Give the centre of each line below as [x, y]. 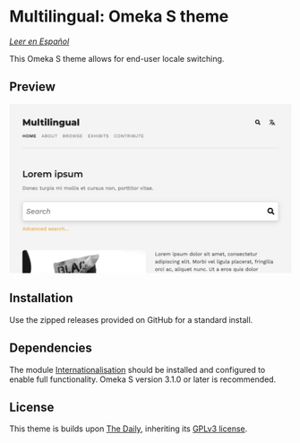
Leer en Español [39, 41]
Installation [41, 298]
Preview [33, 87]
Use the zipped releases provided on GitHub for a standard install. [131, 319]
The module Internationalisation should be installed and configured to [137, 369]
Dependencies [51, 348]
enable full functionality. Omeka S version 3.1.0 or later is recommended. [143, 379]
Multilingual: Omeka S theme [119, 17]
